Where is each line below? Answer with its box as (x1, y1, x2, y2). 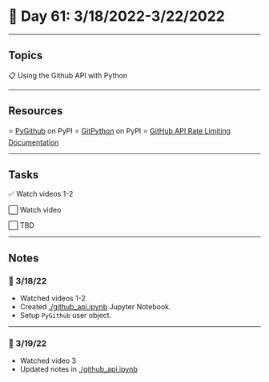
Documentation (8, 137, 59, 147)
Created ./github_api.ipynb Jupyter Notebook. (19, 302, 171, 312)
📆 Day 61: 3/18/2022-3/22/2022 (8, 7, 226, 26)
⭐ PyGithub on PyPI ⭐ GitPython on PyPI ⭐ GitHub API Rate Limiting (8, 125, 231, 135)
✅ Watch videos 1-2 (8, 189, 74, 199)
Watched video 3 (19, 356, 77, 366)
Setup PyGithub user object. (19, 311, 112, 320)
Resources (8, 104, 63, 118)
